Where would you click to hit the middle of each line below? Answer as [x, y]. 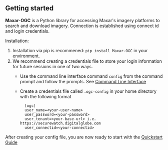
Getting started [29, 8]
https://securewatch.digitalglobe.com [60, 123]
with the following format [45, 96]
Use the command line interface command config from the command [91, 76]
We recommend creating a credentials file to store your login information [87, 61]
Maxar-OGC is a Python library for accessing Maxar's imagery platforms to [82, 20]
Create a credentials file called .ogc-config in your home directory [88, 91]
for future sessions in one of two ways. [52, 66]
